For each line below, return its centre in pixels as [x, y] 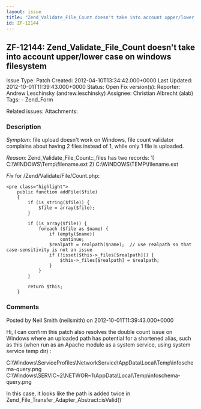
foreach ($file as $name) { [73, 229]
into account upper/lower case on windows [89, 57]
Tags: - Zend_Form [30, 100]
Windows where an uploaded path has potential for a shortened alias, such [99, 338]
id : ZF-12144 [22, 23]
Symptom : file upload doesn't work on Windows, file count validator [90, 140]
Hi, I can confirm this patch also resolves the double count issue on [89, 332]
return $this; [45, 287]
